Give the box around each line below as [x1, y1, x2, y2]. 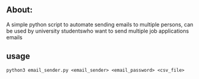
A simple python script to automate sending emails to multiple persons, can [6, 21, 194, 28]
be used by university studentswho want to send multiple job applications [6, 27, 189, 34]
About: [6, 5, 33, 15]
